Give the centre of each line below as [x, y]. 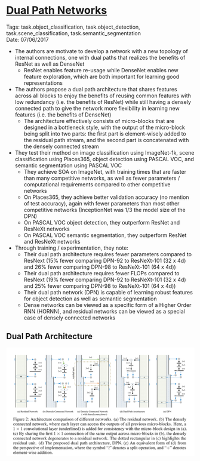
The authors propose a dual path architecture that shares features [96, 89]
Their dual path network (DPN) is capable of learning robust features [108, 292]
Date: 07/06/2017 [27, 39]
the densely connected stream [61, 146]
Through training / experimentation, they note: [71, 248]
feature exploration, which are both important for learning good [101, 76]
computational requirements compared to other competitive [97, 184]
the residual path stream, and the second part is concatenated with [106, 140]
